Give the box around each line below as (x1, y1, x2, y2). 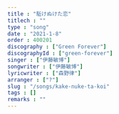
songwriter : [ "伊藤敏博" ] (7, 63, 83, 70)
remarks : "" (7, 96, 46, 103)
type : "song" (7, 23, 50, 30)
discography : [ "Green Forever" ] (7, 43, 107, 50)
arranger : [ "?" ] (7, 76, 59, 84)
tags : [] (7, 89, 37, 96)
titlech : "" (7, 17, 46, 24)
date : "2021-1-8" (7, 30, 62, 38)
